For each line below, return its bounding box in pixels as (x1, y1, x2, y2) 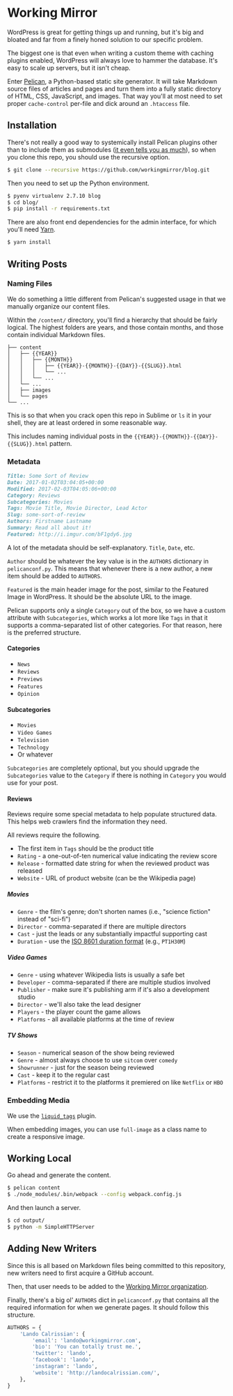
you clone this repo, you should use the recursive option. (7, 153, 170, 161)
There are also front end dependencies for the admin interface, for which (7, 218, 217, 226)
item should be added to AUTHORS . (7, 571, 102, 580)
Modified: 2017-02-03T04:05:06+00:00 (7, 486, 117, 493)
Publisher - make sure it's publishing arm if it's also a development (17, 986, 210, 994)
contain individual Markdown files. (7, 330, 106, 339)
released (17, 867, 43, 875)
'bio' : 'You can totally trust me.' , (32, 1343, 141, 1351)
